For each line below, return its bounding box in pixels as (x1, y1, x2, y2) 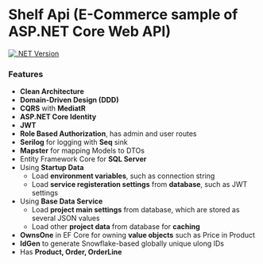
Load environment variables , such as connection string (31, 171, 215, 181)
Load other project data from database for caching (31, 222, 200, 231)
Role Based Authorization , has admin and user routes (19, 129, 197, 138)
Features (8, 68, 44, 80)
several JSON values (31, 213, 101, 223)
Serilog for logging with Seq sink (19, 138, 129, 147)
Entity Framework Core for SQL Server (19, 154, 147, 164)
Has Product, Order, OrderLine (19, 247, 122, 257)
